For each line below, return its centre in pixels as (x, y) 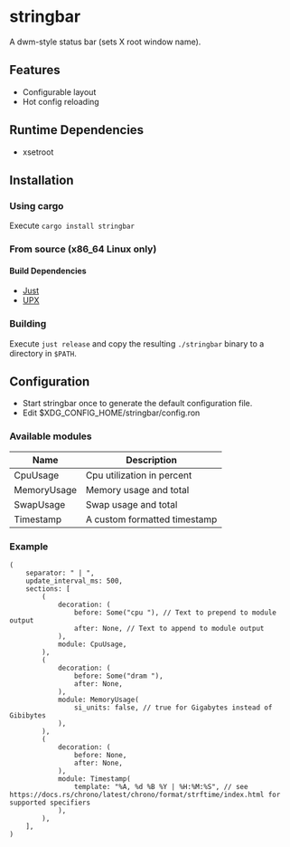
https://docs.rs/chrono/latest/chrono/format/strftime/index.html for (145, 795)
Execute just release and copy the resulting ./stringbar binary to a (137, 343)
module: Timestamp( (94, 779)
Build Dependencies (48, 271)
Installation (42, 180)
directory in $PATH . (43, 353)
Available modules (51, 436)
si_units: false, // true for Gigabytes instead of (173, 708)
